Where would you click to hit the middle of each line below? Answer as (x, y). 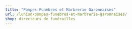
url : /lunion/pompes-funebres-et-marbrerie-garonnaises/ (66, 14)
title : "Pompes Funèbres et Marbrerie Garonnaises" (60, 10)
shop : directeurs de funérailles (40, 19)
